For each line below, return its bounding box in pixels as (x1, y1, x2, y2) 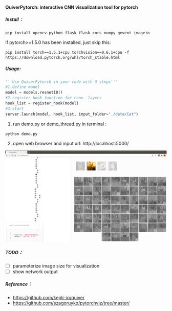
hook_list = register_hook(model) (5, 101, 79, 106)
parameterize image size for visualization (12, 262, 100, 269)
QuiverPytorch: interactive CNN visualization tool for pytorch (5, 4, 138, 10)
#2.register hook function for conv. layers (5, 95, 102, 101)
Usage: (5, 65, 21, 72)
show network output (12, 269, 58, 275)
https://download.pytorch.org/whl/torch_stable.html (5, 55, 120, 60)
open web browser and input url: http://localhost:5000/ (12, 140, 129, 146)
